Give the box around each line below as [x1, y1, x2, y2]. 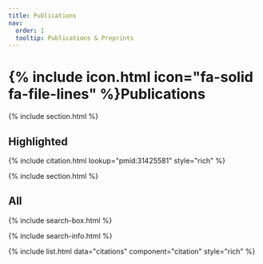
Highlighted [8, 135, 68, 148]
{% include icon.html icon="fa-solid [8, 69, 253, 86]
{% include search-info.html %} [8, 231, 113, 240]
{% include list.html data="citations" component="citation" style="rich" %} [8, 246, 256, 256]
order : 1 [15, 26, 45, 34]
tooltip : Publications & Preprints [15, 33, 134, 42]
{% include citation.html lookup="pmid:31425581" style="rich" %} [8, 156, 226, 165]
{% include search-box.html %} [8, 215, 113, 225]
